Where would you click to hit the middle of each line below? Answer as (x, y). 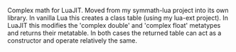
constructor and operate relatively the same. (72, 41)
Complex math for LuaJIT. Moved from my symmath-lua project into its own (118, 10)
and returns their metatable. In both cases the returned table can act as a (114, 33)
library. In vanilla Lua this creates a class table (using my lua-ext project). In (118, 18)
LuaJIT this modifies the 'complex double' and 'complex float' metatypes (114, 25)
